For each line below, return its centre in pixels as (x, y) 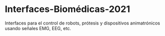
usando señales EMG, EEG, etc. (38, 28)
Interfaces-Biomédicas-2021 (67, 9)
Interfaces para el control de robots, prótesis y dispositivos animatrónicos (82, 23)
